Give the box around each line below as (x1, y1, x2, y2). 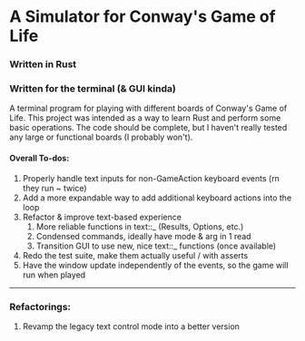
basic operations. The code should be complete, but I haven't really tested (9, 122, 288, 133)
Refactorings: (9, 300, 71, 313)
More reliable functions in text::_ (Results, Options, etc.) (35, 220, 244, 232)
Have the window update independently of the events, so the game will (22, 259, 289, 270)
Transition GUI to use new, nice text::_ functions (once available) (35, 240, 277, 251)
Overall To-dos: (9, 152, 70, 163)
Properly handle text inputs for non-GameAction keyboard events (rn (22, 172, 280, 183)
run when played (22, 269, 86, 280)
